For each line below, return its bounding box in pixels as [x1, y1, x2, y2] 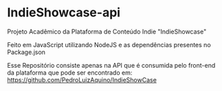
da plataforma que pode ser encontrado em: [7, 68, 133, 77]
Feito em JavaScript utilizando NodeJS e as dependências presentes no [7, 40, 211, 49]
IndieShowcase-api [7, 5, 121, 21]
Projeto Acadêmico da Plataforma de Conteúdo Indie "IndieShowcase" [7, 27, 207, 36]
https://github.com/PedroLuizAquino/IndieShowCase [7, 75, 157, 83]
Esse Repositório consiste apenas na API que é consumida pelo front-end [7, 61, 216, 69]
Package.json [7, 48, 46, 56]
